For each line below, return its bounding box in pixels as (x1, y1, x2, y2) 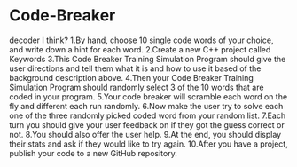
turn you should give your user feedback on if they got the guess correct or (9, 119, 285, 130)
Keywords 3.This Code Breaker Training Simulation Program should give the (9, 53, 286, 64)
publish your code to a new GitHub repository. (9, 147, 177, 158)
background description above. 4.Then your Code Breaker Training (9, 72, 254, 83)
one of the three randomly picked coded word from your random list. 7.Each (9, 110, 286, 121)
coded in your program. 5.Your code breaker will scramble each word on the (9, 91, 288, 102)
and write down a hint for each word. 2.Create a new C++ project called (9, 44, 271, 54)
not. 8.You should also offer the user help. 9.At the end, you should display (9, 129, 282, 139)
